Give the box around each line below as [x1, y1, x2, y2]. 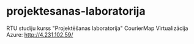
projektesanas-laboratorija [6, 4, 146, 18]
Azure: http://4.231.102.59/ [6, 31, 73, 38]
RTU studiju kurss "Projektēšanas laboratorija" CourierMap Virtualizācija [6, 24, 188, 32]
